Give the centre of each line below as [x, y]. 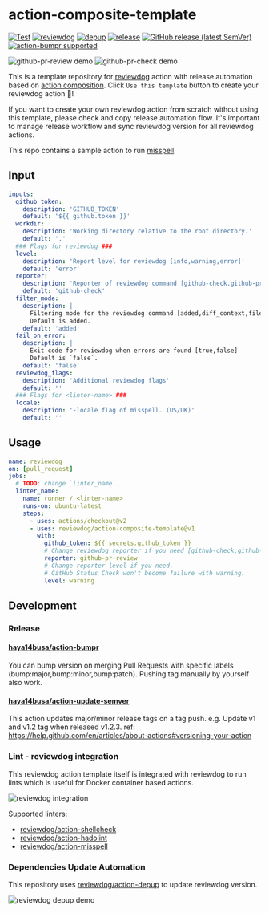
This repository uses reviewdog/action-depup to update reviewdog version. [133, 884]
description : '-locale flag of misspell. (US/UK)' [109, 411]
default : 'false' [52, 365]
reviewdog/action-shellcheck [68, 829]
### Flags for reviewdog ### [64, 246]
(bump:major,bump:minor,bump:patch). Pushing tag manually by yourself [129, 674]
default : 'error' [52, 269]
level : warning [69, 580]
